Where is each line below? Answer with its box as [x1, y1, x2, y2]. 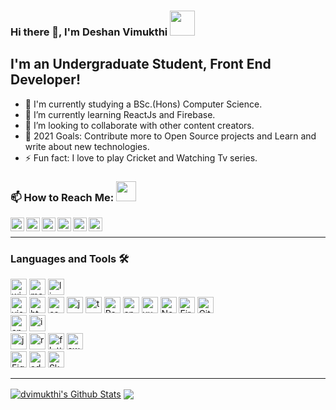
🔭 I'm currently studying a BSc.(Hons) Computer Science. [24, 98, 263, 110]
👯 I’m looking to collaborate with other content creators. [24, 119, 255, 131]
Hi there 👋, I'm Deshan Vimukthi [10, 25, 168, 39]
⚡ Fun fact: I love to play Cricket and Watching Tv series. [24, 151, 258, 164]
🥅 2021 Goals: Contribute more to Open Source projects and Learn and [24, 130, 317, 142]
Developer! [10, 71, 81, 89]
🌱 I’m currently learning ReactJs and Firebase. [24, 108, 216, 120]
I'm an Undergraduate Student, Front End [10, 56, 272, 73]
